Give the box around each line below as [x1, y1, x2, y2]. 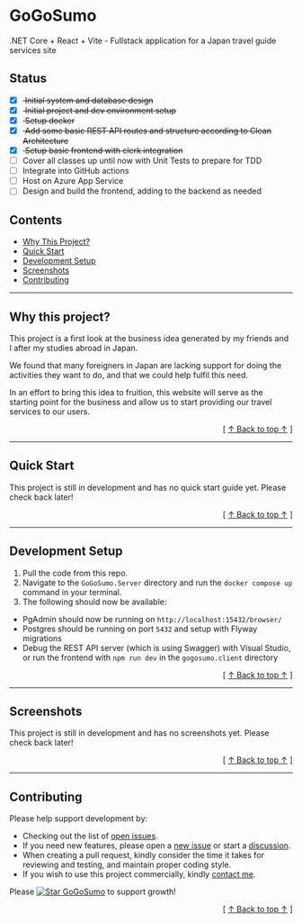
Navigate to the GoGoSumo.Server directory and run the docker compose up [22, 577, 293, 588]
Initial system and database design [24, 95, 154, 105]
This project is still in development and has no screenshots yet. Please [9, 728, 270, 738]
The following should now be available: [22, 596, 167, 607]
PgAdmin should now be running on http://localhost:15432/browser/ [22, 613, 282, 624]
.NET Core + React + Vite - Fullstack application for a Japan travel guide [9, 35, 277, 46]
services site [9, 44, 57, 55]
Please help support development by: [9, 813, 148, 824]
